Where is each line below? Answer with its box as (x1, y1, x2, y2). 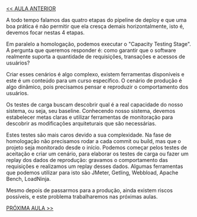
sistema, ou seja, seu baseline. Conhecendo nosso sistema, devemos (6, 108, 176, 114)
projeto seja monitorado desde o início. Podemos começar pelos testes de (6, 144, 188, 151)
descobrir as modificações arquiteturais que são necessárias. (6, 120, 157, 127)
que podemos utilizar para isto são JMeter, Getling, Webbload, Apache (6, 169, 179, 176)
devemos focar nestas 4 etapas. (6, 29, 85, 36)
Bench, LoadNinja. (6, 176, 51, 182)
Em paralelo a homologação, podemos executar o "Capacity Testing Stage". (6, 41, 191, 47)
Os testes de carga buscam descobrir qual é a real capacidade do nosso (6, 101, 183, 108)
